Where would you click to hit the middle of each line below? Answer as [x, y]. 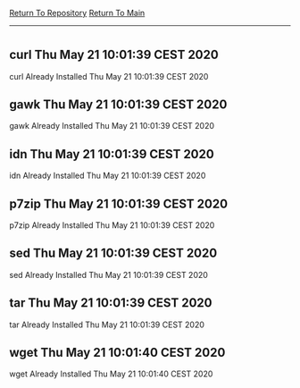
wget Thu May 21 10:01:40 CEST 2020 [117, 353]
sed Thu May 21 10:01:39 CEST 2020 [113, 253]
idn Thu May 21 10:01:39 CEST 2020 [112, 154]
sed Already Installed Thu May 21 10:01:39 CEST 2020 [108, 274]
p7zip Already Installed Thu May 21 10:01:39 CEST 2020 [112, 225]
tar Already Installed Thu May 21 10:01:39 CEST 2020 [107, 325]
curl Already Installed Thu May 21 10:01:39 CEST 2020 [109, 76]
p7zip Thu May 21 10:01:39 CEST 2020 [119, 203]
